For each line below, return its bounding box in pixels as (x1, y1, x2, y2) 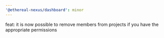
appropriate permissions (5, 26, 58, 33)
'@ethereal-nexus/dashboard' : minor (5, 7, 84, 13)
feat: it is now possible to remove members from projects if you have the (5, 21, 159, 27)
